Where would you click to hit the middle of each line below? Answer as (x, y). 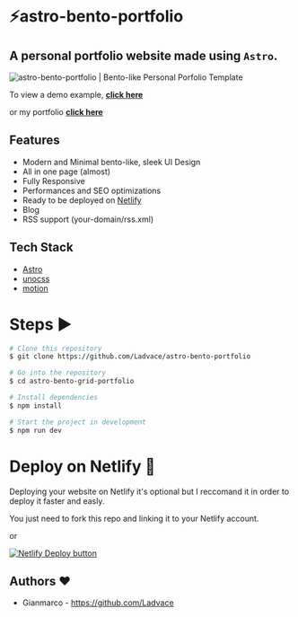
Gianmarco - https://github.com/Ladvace (98, 603)
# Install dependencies (54, 398)
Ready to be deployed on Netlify (82, 200)
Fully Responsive (53, 181)
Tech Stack (41, 247)
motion (35, 288)
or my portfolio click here (56, 112)
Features (35, 141)
